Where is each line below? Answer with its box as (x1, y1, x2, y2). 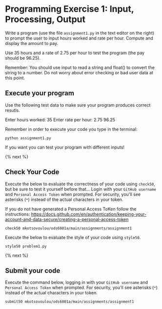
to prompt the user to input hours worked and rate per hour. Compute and (5, 35, 154, 41)
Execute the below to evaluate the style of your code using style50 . (5, 234, 141, 240)
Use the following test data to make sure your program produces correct (5, 102, 151, 108)
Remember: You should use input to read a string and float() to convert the (5, 65, 155, 70)
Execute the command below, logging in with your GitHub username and (5, 280, 148, 286)
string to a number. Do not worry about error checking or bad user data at (5, 69, 154, 75)
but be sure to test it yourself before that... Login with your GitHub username (5, 186, 157, 192)
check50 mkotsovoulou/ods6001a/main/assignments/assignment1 (5, 226, 132, 231)
